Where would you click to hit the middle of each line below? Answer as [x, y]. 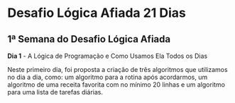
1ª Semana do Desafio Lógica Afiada [89, 39]
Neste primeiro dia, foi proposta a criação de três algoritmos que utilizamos [118, 69]
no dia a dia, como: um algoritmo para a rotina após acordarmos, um [108, 77]
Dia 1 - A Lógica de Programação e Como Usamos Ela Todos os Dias [108, 56]
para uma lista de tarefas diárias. [55, 92]
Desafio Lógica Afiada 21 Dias [97, 13]
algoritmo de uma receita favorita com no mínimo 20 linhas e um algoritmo [116, 85]
